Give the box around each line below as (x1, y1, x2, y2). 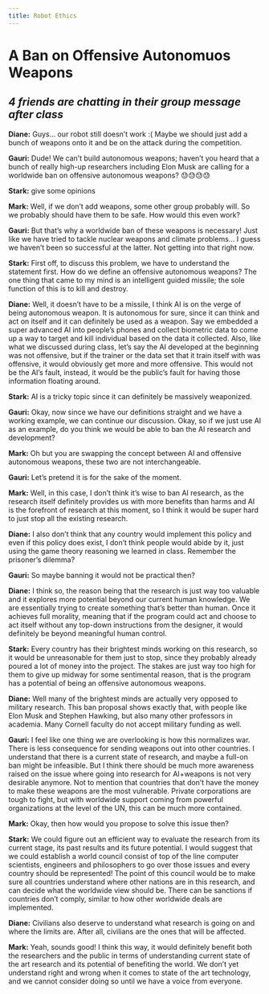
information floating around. (8, 376, 101, 385)
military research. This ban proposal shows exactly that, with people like (8, 702, 247, 711)
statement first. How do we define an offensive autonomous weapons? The (8, 267, 257, 276)
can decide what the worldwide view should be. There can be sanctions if (8, 885, 253, 895)
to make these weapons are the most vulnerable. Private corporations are (8, 786, 251, 796)
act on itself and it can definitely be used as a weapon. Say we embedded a (8, 316, 259, 326)
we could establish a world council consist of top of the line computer (8, 851, 239, 861)
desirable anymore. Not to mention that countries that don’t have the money (8, 777, 259, 787)
